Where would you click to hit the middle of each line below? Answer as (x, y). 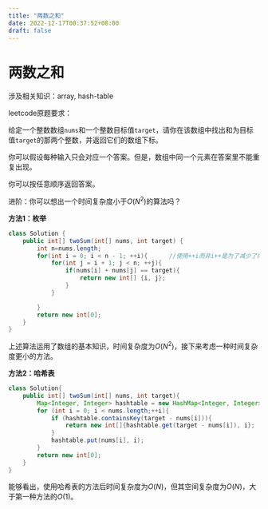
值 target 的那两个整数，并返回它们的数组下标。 (85, 140)
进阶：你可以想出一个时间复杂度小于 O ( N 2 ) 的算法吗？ (95, 201)
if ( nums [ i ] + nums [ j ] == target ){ (122, 271)
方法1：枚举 (28, 218)
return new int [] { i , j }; (122, 278)
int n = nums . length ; (69, 249)
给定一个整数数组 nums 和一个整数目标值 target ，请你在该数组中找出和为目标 (131, 130)
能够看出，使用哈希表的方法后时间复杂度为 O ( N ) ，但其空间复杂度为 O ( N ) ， (129, 486)
